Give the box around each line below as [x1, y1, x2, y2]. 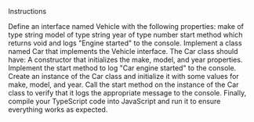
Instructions [8, 7, 47, 16]
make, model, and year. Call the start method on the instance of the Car [8, 80, 239, 89]
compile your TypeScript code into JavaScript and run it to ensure [8, 97, 221, 106]
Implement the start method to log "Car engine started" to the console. [8, 63, 237, 73]
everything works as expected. [8, 105, 108, 114]
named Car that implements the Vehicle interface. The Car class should [8, 47, 238, 56]
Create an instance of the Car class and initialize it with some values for [8, 72, 239, 81]
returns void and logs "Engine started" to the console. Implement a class [8, 38, 242, 48]
